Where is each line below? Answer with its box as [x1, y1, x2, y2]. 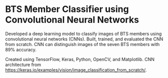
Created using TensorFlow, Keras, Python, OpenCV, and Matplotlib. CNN [5, 56, 154, 62]
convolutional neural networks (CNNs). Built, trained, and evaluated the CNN [5, 36, 163, 42]
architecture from [5, 61, 42, 67]
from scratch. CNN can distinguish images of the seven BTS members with [5, 41, 160, 47]
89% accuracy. [5, 46, 37, 52]
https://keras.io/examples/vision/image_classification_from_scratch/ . [5, 66, 147, 73]
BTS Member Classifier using [5, 3, 129, 15]
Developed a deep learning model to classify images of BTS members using [5, 30, 162, 36]
